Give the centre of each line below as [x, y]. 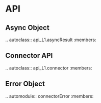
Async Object [27, 28]
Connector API [29, 56]
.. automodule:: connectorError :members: [49, 96]
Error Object [25, 84]
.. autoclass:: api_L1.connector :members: [49, 68]
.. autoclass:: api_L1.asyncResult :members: [51, 40]
